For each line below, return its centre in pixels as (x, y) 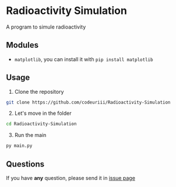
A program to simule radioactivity (46, 27)
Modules (22, 45)
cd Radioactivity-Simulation (41, 124)
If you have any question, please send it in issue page (71, 178)
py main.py (19, 146)
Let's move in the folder (43, 113)
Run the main (30, 135)
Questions (25, 164)
